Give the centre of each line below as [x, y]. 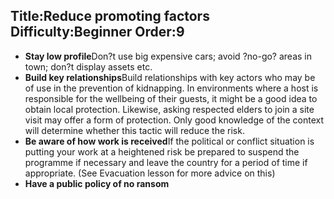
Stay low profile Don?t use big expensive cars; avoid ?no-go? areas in [168, 56]
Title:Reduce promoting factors [110, 16]
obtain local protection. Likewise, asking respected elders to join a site [169, 109]
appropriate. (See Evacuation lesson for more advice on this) [150, 173]
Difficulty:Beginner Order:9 [97, 32]
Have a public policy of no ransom [97, 183]
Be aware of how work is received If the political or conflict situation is [169, 141]
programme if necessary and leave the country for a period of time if [166, 162]
